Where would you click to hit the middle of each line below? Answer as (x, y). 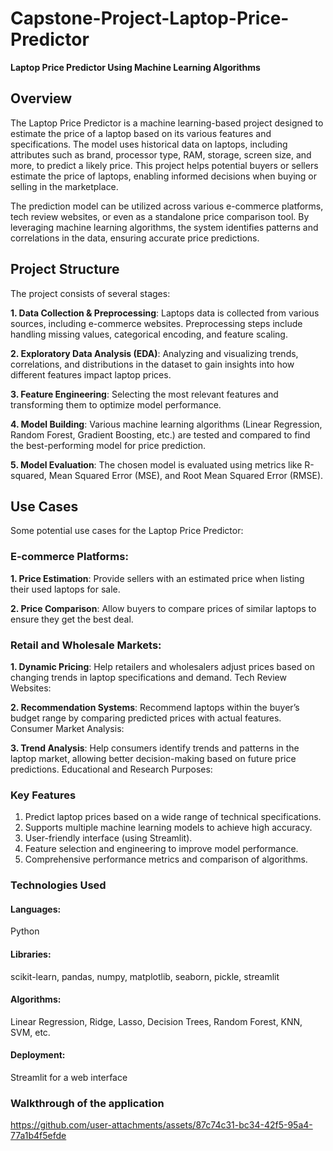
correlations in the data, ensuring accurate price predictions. (135, 238)
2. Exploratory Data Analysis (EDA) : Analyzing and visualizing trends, (154, 353)
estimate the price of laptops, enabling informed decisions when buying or (163, 176)
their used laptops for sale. (65, 589)
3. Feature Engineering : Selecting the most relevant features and (144, 394)
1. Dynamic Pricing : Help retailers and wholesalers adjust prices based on (162, 666)
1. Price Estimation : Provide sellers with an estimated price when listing (157, 578)
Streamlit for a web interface (69, 1077)
